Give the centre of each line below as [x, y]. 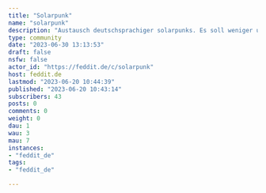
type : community [35, 38]
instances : [26, 148]
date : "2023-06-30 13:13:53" [56, 45]
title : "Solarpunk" [40, 15]
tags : [17, 163]
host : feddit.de [35, 74]
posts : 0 [23, 104]
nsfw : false [28, 60]
